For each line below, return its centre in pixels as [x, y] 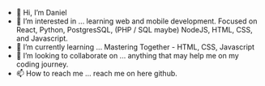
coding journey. [42, 64]
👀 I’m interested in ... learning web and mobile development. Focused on [137, 21]
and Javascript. [42, 38]
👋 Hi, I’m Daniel [41, 13]
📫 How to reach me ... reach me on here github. [97, 73]
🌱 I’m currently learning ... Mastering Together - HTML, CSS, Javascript [135, 47]
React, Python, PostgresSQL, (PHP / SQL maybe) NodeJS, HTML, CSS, [134, 30]
